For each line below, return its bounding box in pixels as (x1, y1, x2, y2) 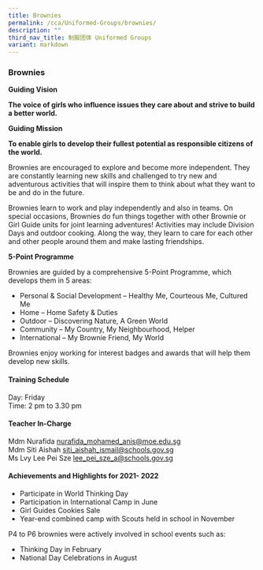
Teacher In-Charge (8, 419, 72, 429)
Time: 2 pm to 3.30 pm (8, 400, 83, 411)
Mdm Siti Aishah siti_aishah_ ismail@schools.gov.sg (8, 444, 175, 454)
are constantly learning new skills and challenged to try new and (8, 171, 217, 181)
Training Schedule (8, 375, 69, 384)
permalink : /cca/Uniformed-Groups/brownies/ (8, 19, 157, 27)
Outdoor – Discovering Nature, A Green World (19, 317, 169, 326)
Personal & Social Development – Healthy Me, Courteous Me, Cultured (19, 291, 248, 301)
